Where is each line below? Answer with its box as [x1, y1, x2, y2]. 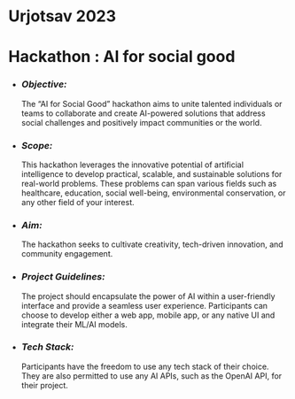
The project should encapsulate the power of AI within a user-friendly [20, 290, 276, 302]
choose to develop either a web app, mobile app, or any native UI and [20, 310, 276, 320]
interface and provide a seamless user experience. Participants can [20, 300, 268, 311]
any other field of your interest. [20, 196, 135, 207]
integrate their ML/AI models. [20, 318, 128, 329]
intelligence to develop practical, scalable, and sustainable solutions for [20, 168, 283, 179]
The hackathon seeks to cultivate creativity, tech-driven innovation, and [20, 239, 284, 249]
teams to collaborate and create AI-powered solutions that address [20, 108, 267, 119]
